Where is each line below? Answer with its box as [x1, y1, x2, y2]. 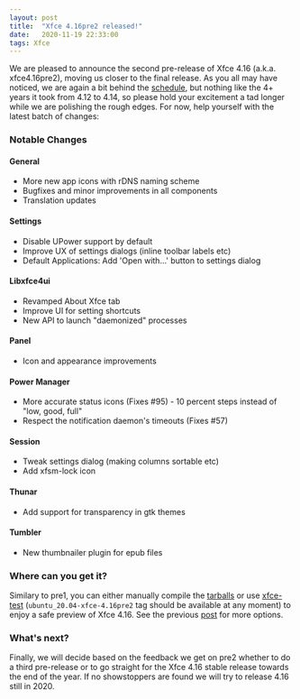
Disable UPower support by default [22, 235, 153, 246]
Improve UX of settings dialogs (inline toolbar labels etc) [22, 245, 232, 256]
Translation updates [22, 195, 96, 206]
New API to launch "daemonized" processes [22, 315, 187, 326]
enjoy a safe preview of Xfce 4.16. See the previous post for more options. [9, 610, 284, 621]
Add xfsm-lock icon [22, 465, 96, 476]
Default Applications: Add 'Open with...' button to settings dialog [22, 254, 261, 266]
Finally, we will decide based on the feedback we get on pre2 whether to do [9, 652, 291, 663]
